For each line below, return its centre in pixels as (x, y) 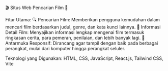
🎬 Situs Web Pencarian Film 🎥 (37, 8)
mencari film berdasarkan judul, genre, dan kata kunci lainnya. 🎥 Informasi (83, 27)
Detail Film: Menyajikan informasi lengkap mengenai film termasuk (75, 32)
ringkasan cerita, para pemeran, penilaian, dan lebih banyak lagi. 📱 (75, 38)
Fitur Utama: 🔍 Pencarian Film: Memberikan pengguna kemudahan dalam (83, 20)
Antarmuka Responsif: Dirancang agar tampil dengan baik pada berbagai (82, 43)
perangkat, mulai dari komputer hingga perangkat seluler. (65, 48)
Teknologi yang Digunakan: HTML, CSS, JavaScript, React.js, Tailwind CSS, (85, 58)
